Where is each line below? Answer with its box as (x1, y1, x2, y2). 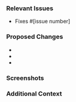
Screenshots (6, 73, 44, 82)
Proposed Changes (6, 33, 63, 41)
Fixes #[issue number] (14, 18, 71, 25)
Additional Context (6, 89, 62, 98)
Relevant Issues (6, 4, 54, 13)
